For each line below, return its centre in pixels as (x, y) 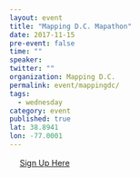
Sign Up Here (45, 162)
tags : (20, 93)
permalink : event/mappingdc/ (65, 85)
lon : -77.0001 (36, 136)
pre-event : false (42, 43)
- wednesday (40, 102)
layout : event (36, 18)
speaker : (26, 60)
